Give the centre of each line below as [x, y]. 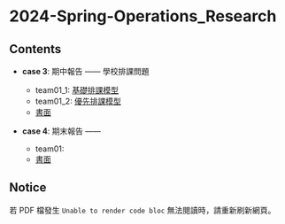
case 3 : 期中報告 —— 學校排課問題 [85, 71]
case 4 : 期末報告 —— [62, 131]
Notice [28, 188]
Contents [35, 49]
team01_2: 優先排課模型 [78, 101]
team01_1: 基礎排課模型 [77, 90]
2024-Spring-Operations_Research [143, 16]
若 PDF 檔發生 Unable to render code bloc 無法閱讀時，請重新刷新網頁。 [142, 210]
